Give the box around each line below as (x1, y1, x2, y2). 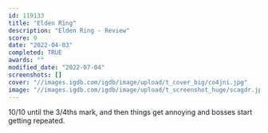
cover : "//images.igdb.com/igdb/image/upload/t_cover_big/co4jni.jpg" (8, 78, 248, 86)
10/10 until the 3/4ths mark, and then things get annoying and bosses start (8, 108, 253, 117)
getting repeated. (8, 116, 65, 126)
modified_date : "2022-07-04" (8, 64, 105, 72)
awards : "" (8, 57, 45, 65)
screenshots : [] (8, 71, 62, 79)
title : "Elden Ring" (8, 19, 77, 27)
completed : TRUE (8, 49, 62, 57)
